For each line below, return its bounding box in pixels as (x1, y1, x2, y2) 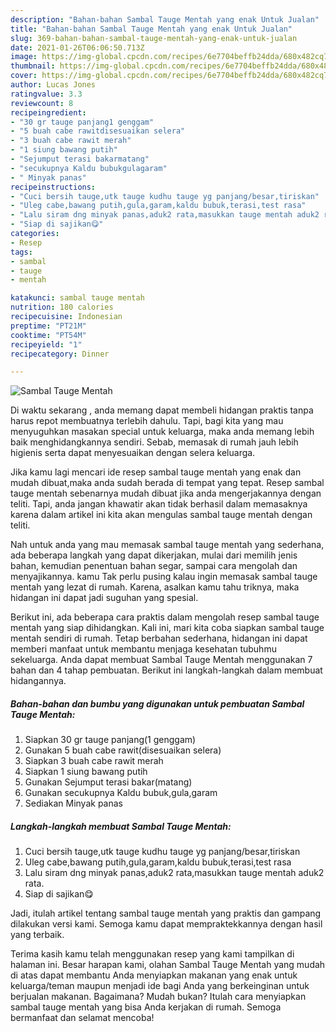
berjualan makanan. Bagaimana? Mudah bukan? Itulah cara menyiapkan (10, 991, 307, 1003)
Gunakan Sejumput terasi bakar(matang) (24, 776, 193, 788)
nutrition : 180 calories (10, 302, 114, 313)
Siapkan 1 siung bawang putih (24, 766, 148, 778)
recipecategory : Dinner (10, 349, 110, 359)
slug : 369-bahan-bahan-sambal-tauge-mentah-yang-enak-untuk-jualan (10, 33, 298, 43)
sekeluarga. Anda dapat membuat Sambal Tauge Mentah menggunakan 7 (10, 654, 313, 666)
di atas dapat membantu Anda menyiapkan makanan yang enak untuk (10, 969, 298, 981)
